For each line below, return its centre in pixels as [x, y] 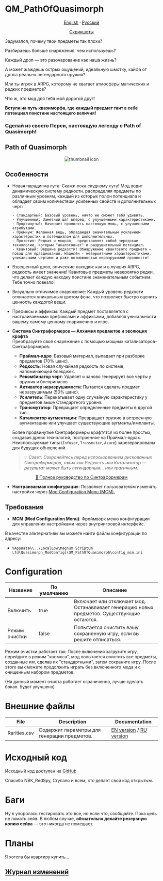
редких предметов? [26, 89]
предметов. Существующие [107, 614]
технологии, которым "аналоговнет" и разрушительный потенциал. [78, 245]
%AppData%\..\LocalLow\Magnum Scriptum [52, 548]
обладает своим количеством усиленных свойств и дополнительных [84, 201]
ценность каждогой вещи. [39, 302]
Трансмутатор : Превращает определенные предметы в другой [86, 408]
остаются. [86, 620]
